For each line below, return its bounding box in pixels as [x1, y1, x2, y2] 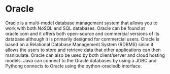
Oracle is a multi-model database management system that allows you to [5, 20, 158, 26]
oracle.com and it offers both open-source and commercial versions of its [5, 30, 160, 36]
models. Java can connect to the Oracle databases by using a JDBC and [5, 57, 157, 63]
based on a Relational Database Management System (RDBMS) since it [5, 41, 154, 47]
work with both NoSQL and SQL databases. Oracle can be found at [5, 25, 146, 31]
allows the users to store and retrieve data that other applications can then [5, 47, 161, 53]
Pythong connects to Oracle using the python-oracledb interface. [5, 63, 142, 69]
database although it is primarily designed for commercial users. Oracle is [5, 36, 160, 42]
